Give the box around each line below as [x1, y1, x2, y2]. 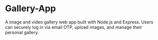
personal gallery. [5, 29, 39, 35]
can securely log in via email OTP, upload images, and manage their [5, 24, 142, 30]
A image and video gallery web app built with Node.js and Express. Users [5, 19, 154, 25]
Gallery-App [5, 3, 56, 14]
